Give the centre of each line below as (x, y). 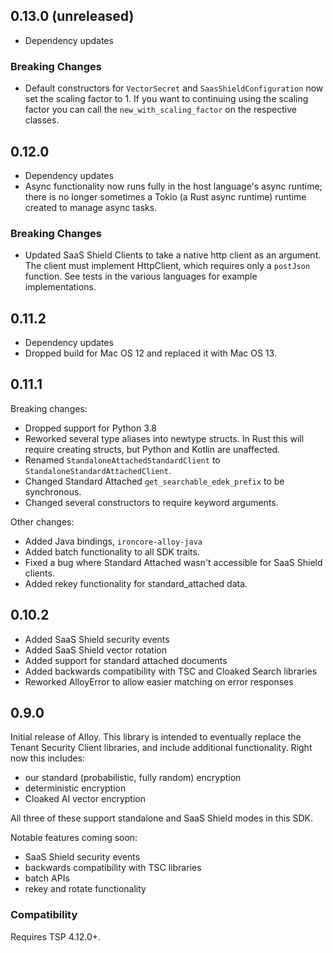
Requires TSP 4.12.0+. (56, 936)
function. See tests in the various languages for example (141, 276)
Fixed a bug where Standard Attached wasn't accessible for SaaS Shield (173, 562)
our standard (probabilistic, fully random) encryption (133, 778)
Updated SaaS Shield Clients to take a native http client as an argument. (173, 255)
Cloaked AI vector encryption (85, 799)
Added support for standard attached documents (126, 660)
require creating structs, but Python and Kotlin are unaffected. (152, 449)
